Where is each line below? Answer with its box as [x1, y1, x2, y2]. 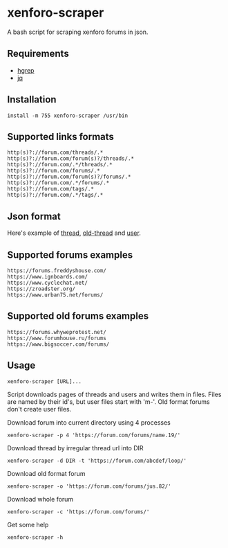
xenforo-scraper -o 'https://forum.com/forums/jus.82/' [7, 483, 171, 490]
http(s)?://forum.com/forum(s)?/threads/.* [7, 155, 135, 162]
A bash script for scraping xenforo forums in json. [7, 28, 149, 36]
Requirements [7, 48, 69, 60]
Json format [7, 210, 61, 222]
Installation [7, 94, 57, 105]
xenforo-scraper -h [7, 533, 64, 541]
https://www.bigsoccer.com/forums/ [7, 341, 110, 348]
